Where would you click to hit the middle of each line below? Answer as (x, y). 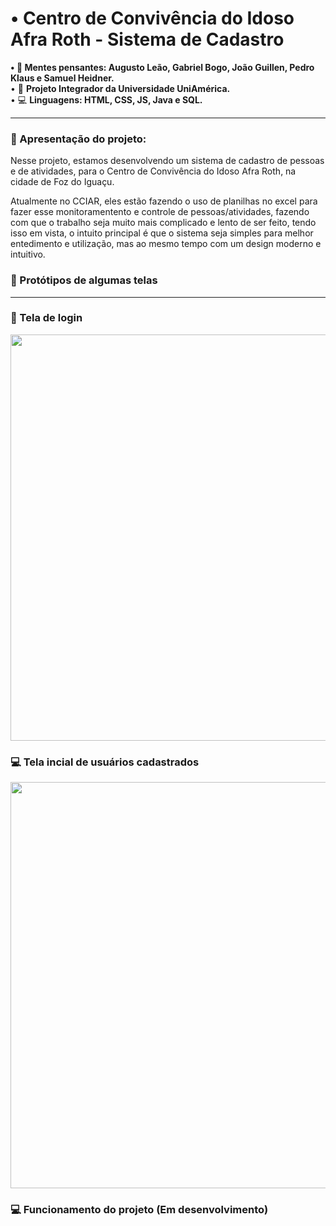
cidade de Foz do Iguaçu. (62, 182)
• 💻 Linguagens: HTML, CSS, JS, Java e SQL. (106, 99)
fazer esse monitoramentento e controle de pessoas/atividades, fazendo (160, 212)
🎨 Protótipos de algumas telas (84, 280)
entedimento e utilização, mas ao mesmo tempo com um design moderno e (166, 244)
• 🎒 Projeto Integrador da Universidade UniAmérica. (120, 88)
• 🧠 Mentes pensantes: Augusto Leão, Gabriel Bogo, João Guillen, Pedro (162, 67)
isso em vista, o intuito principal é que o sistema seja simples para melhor (162, 233)
